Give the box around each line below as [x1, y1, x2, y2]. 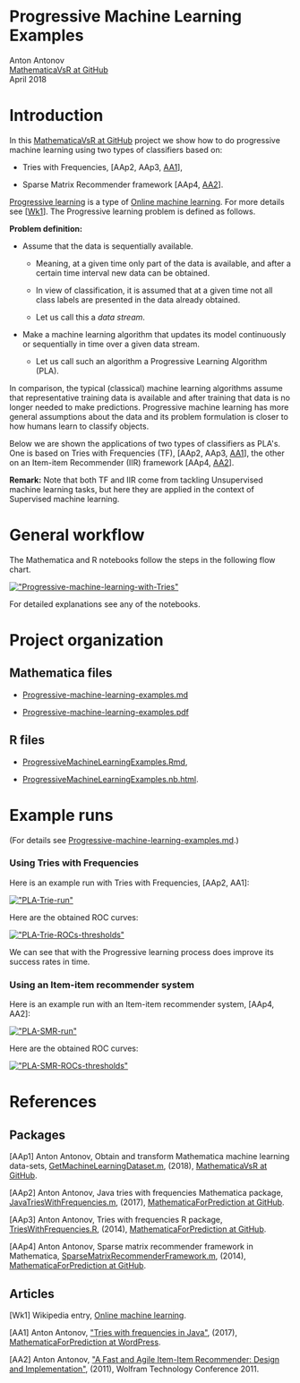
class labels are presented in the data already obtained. [35, 294, 241, 305]
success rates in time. [9, 956, 90, 967]
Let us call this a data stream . [35, 312, 146, 322]
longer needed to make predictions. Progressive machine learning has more [9, 401, 289, 413]
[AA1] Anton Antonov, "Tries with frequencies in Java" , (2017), [9, 1327, 238, 1337]
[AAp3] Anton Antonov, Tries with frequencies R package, [9, 1215, 223, 1225]
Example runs [9, 805, 114, 825]
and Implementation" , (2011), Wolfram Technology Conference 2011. [9, 1363, 260, 1374]
